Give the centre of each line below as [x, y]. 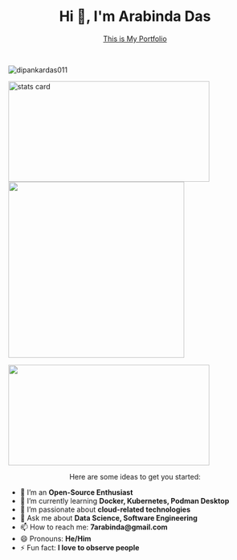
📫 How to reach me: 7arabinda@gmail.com [94, 527]
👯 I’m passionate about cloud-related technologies [105, 509]
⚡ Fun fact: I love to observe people [80, 547]
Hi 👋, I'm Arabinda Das [135, 16]
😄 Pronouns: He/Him [55, 538]
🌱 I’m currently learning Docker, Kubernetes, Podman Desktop [125, 500]
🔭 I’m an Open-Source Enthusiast [76, 492]
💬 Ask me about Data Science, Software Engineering [109, 517]
